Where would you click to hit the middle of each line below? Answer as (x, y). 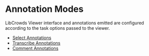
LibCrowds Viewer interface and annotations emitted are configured (74, 23)
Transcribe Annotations (36, 43)
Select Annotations (32, 38)
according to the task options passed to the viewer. (58, 28)
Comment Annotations (35, 48)
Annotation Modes (44, 9)
